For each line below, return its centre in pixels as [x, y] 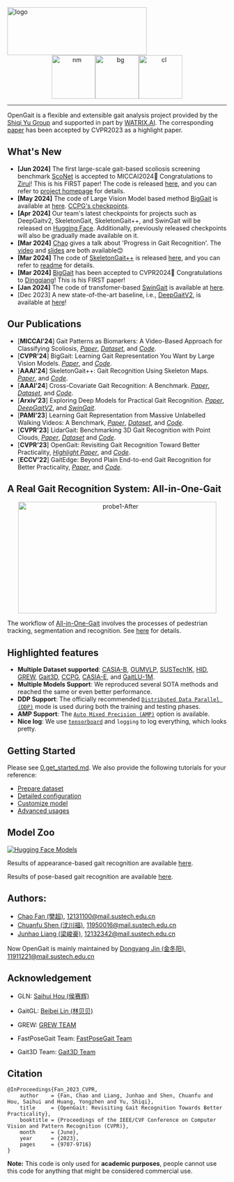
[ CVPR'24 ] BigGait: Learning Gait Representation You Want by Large [116, 356]
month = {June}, [49, 1132]
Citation [25, 1073]
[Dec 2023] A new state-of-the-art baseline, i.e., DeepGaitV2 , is [109, 294]
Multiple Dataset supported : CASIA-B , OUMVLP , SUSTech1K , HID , [113, 670]
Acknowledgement [49, 979]
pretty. [27, 729]
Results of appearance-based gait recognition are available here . [100, 863]
